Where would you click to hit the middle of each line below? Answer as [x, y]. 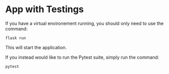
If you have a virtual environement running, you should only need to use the [84, 23]
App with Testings [45, 9]
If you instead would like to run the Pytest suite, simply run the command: [82, 57]
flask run [16, 38]
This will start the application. [36, 47]
